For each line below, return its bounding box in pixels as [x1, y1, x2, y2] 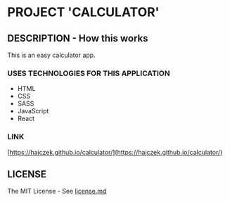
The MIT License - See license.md [7, 187, 107, 196]
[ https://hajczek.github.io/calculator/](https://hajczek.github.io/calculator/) [7, 148, 223, 156]
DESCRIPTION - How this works [7, 32, 148, 44]
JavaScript [17, 107, 49, 115]
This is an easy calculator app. [7, 51, 96, 59]
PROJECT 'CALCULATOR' [7, 4, 160, 20]
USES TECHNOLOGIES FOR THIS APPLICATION [7, 68, 170, 78]
